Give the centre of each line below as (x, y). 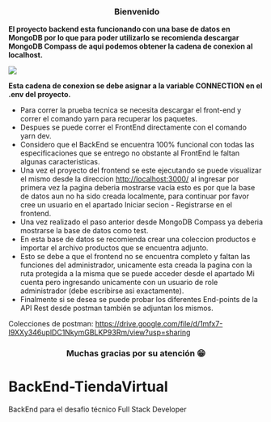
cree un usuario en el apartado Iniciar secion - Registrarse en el (126, 205)
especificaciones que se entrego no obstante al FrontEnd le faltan (130, 153)
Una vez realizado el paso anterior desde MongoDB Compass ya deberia (142, 222)
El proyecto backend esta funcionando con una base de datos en (119, 29)
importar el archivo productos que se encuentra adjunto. (114, 248)
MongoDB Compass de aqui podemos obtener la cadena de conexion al (131, 46)
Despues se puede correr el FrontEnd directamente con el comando (133, 127)
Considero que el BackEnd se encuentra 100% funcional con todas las (137, 145)
